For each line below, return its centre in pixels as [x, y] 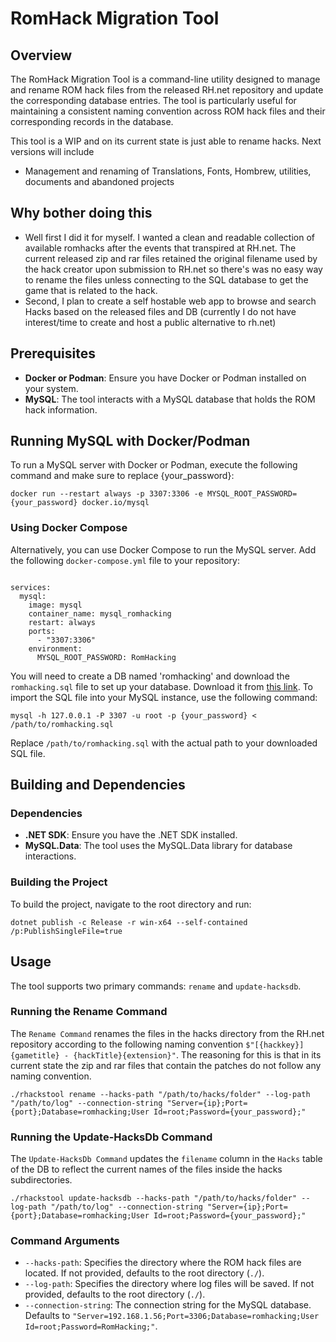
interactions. [50, 856]
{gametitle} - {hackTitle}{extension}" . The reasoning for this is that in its [166, 1054]
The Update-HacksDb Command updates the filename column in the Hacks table [166, 1159]
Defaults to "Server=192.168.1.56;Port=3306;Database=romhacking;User [172, 1316]
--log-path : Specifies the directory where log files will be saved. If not [169, 1284]
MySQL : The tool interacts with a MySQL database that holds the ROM [170, 399]
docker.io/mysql [115, 503]
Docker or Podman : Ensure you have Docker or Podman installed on [165, 378]
